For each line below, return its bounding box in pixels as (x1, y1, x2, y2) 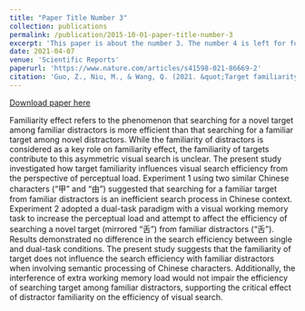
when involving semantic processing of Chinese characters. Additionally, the (9, 262, 296, 273)
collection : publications (9, 22, 107, 31)
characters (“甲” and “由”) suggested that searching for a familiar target (9, 183, 278, 194)
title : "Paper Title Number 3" (9, 13, 128, 23)
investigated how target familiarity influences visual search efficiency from (9, 162, 289, 173)
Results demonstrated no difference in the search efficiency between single (9, 233, 293, 245)
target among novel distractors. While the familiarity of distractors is (9, 133, 264, 145)
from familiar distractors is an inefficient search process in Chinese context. (9, 193, 293, 204)
